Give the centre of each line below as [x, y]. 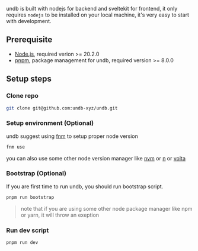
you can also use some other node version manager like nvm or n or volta [96, 158]
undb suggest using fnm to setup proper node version [72, 136]
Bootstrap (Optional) [36, 173]
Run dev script [28, 230]
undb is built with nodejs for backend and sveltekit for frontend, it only [92, 9]
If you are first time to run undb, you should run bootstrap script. [85, 186]
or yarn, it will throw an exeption [60, 215]
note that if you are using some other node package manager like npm [106, 208]
